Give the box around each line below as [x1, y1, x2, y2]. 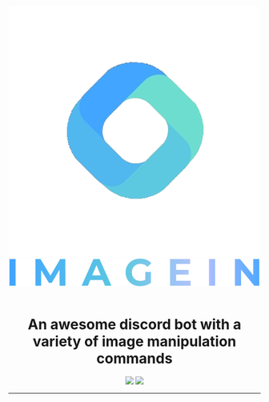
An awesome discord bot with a [27, 316, 242, 334]
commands [96, 350, 173, 368]
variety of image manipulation [32, 332, 237, 351]
